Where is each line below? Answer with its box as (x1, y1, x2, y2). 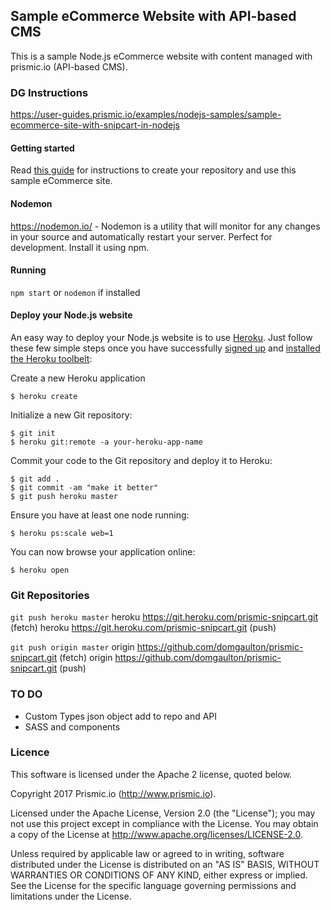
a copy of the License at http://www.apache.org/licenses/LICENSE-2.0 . (10, 828, 304, 840)
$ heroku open (10, 565, 70, 575)
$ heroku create (10, 391, 78, 401)
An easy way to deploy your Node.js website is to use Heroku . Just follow (10, 331, 313, 343)
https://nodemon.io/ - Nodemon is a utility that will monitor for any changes (10, 220, 321, 232)
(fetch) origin (59, 652, 113, 664)
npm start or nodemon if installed (10, 286, 141, 298)
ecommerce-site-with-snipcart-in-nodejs (10, 119, 180, 131)
